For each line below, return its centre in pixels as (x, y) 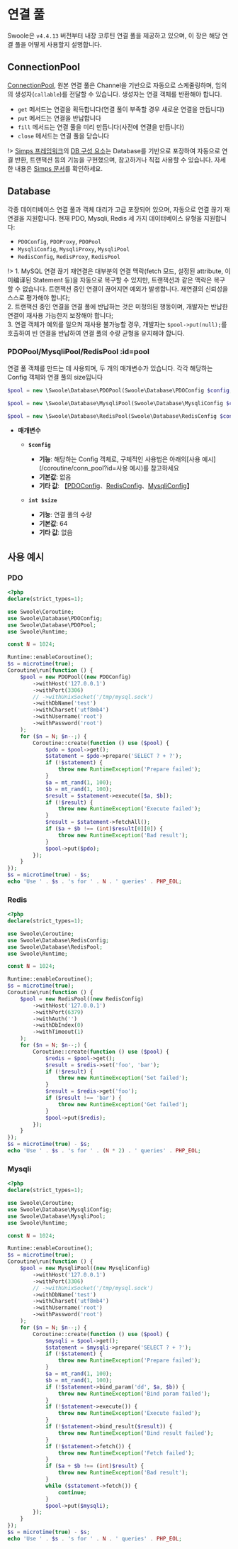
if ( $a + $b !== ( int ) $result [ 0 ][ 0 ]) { (104, 829)
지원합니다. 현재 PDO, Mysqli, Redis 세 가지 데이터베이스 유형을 (114, 218)
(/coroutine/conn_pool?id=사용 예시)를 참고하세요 (109, 468)
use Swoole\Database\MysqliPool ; (57, 1216)
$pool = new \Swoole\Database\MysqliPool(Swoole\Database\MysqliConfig (115, 403)
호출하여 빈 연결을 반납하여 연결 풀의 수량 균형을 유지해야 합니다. (96, 333)
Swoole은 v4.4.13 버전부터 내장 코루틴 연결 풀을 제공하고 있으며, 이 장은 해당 (114, 35)
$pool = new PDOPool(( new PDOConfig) (76, 677)
